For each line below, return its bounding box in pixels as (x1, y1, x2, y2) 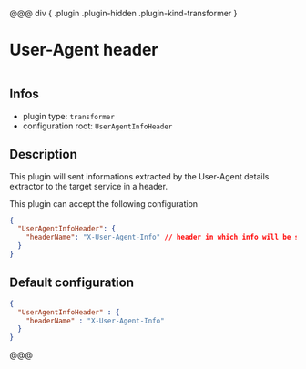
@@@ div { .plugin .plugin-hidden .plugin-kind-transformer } (9, 8, 238, 18)
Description (9, 147, 77, 162)
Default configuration (9, 275, 135, 291)
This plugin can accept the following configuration (9, 198, 199, 209)
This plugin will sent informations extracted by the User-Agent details (9, 170, 270, 181)
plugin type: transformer (22, 110, 116, 121)
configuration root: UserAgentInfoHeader (22, 120, 173, 131)
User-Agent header (9, 40, 158, 60)
